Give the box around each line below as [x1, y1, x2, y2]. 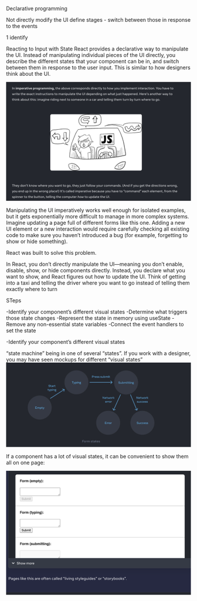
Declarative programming [6, 5, 67, 12]
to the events [6, 23, 38, 29]
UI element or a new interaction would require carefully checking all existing [6, 225, 189, 232]
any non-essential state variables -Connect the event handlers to [27, 320, 184, 327]
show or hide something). [6, 238, 68, 245]
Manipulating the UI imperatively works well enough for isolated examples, [6, 207, 186, 214]
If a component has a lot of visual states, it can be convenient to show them [6, 453, 189, 460]
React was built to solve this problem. [6, 249, 97, 256]
